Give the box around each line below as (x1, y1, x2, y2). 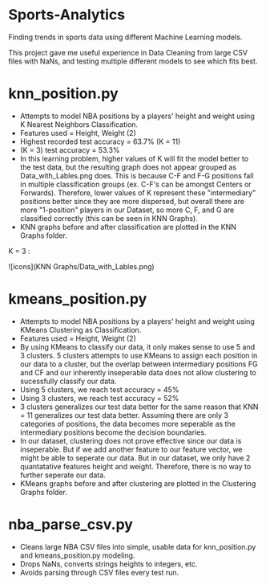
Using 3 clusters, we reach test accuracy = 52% (19, 393, 179, 403)
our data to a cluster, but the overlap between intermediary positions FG (19, 359, 258, 369)
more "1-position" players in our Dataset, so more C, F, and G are (19, 205, 235, 215)
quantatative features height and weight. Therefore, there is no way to (19, 461, 252, 471)
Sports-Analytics (8, 6, 126, 24)
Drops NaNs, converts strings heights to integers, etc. (19, 558, 198, 568)
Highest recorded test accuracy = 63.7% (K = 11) (19, 137, 181, 146)
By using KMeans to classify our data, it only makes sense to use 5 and (19, 342, 256, 351)
